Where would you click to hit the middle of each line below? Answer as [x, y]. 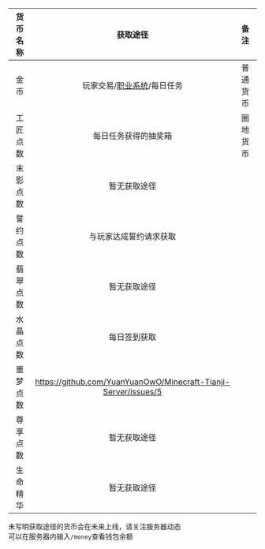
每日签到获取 [132, 337]
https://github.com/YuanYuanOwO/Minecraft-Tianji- [132, 382]
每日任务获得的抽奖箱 [132, 136]
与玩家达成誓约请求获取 [132, 236]
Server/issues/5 [132, 392]
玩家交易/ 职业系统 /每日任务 [132, 86]
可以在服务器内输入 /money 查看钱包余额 [71, 536]
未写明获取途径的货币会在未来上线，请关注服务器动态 [95, 527]
